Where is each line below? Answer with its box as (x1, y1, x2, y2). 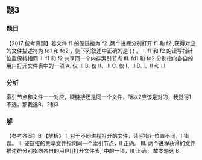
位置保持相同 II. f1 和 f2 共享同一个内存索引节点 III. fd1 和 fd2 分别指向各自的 (6, 54, 194, 61)
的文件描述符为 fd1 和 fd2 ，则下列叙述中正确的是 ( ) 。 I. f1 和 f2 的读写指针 (6, 47, 193, 54)
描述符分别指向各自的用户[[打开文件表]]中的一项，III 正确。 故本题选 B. (6, 147, 181, 155)
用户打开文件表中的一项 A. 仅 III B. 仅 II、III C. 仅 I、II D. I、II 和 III (6, 62, 166, 69)
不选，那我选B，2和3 (6, 100, 59, 108)
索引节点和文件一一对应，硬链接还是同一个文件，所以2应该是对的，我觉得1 (6, 93, 192, 100)
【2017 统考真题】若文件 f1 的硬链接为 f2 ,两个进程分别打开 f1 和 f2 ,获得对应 (6, 39, 196, 46)
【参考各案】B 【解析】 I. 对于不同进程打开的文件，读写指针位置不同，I (6, 132, 183, 140)
